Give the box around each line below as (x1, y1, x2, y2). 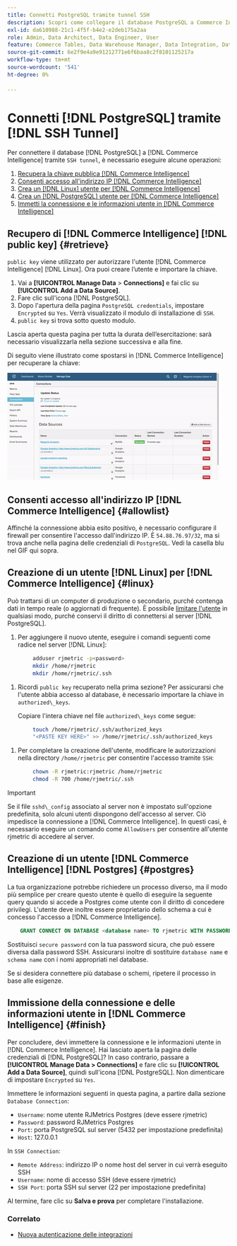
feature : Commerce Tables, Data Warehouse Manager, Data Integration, (7, 41, 219, 49)
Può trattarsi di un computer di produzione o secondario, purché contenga (7, 596, 224, 605)
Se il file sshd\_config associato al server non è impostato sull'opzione (7, 802, 212, 810)
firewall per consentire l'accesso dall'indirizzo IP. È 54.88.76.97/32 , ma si (7, 531, 220, 540)
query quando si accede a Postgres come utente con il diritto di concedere (7, 897, 225, 906)
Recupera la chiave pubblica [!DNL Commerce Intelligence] (17, 170, 190, 178)
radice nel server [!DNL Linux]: (17, 640, 107, 649)
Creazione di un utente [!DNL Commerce (7, 853, 189, 865)
